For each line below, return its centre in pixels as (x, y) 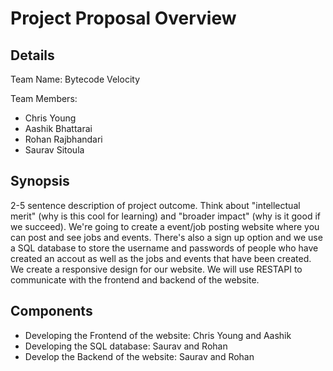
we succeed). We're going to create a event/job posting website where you (165, 226)
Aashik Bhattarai (58, 128)
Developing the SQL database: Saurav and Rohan (126, 346)
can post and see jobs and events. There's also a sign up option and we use (166, 237)
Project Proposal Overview (123, 18)
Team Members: (44, 98)
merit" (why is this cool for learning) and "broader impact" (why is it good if (165, 216)
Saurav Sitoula (54, 150)
